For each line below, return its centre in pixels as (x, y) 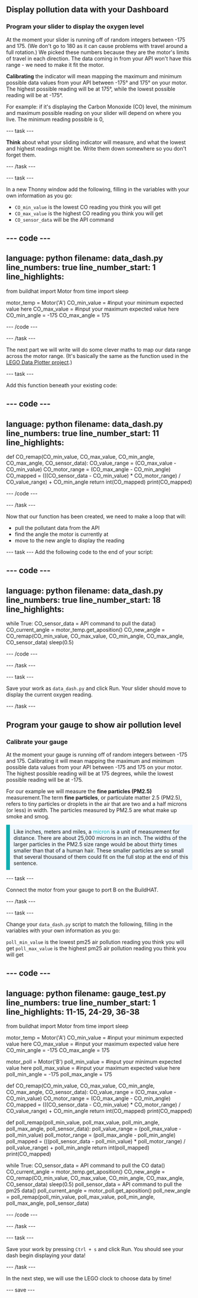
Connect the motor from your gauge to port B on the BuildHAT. (82, 890)
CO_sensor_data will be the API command (64, 219)
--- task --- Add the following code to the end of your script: (80, 552)
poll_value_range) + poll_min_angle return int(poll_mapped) (78, 1148)
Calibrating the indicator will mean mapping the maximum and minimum (94, 76)
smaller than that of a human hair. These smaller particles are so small (99, 851)
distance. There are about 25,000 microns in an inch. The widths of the (100, 837)
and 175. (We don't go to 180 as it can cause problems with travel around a (97, 46)
